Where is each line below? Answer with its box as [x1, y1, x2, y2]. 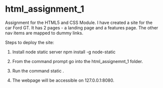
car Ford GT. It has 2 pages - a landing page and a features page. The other [5, 24, 159, 30]
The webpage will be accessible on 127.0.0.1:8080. [12, 77, 114, 83]
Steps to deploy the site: [5, 39, 54, 45]
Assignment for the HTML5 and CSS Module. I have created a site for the [5, 20, 153, 25]
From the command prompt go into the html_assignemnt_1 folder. [12, 58, 143, 64]
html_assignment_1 [5, 3, 84, 15]
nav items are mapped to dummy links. [5, 30, 83, 36]
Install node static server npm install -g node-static [12, 49, 116, 55]
